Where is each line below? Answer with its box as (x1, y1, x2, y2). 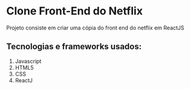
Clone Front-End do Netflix (6, 4, 143, 18)
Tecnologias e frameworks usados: (6, 41, 142, 52)
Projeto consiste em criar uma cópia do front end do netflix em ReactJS (6, 24, 185, 31)
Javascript (15, 57, 42, 64)
